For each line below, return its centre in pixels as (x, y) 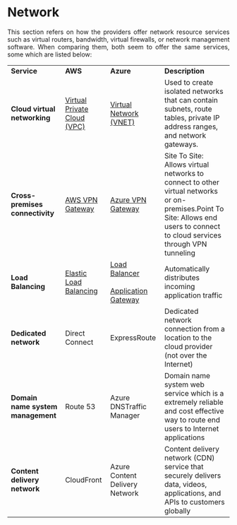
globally (178, 511)
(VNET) (123, 122)
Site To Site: (184, 155)
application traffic (194, 295)
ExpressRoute (133, 338)
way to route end (193, 420)
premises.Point (189, 208)
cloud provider (189, 346)
